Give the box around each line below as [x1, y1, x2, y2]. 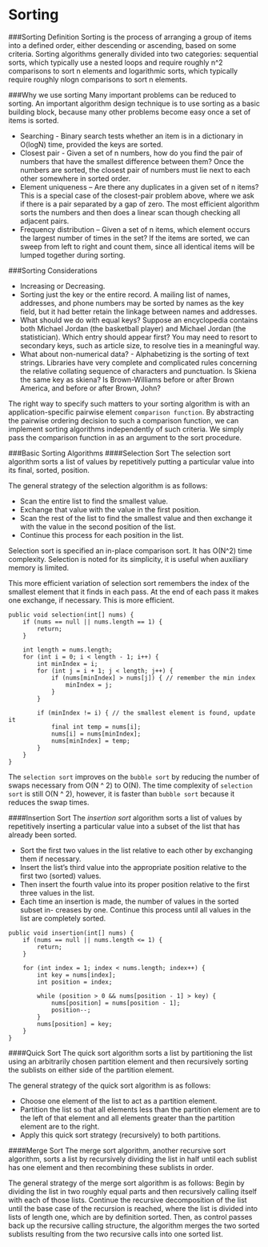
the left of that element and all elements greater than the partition [19, 1113, 235, 1122]
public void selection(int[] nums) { [8, 611, 134, 619]
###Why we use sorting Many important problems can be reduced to [8, 90, 237, 99]
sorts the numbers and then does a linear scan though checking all [19, 207, 241, 217]
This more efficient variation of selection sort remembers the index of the [8, 578, 250, 587]
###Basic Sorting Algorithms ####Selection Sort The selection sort [8, 448, 231, 458]
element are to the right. [19, 1121, 100, 1131]
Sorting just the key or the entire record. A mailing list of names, [19, 290, 230, 299]
